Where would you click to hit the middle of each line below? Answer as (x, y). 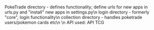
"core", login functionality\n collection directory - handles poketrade (74, 17)
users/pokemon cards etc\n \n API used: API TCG (54, 22)
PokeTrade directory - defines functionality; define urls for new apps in (76, 7)
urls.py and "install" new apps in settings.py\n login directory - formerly (77, 12)
